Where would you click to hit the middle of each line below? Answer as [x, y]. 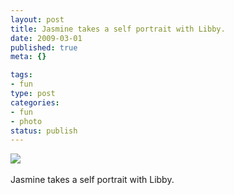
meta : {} [28, 57]
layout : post [37, 19]
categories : [35, 102]
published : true [44, 47]
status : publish [44, 131]
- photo [26, 121]
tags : [21, 75]
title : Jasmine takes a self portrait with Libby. [118, 29]
